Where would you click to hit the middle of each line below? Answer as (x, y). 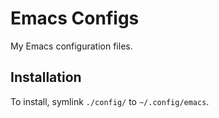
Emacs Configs (75, 18)
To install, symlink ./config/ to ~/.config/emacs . (110, 101)
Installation (46, 77)
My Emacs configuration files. (71, 46)
